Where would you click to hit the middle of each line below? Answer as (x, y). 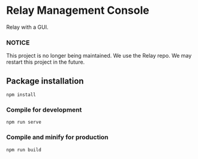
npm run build (24, 150)
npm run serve (24, 122)
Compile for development (44, 110)
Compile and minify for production (58, 137)
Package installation (45, 81)
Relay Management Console (78, 10)
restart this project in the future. (46, 62)
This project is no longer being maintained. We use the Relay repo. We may (99, 56)
